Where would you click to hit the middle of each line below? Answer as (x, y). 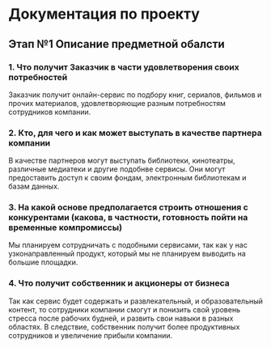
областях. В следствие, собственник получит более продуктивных (124, 327)
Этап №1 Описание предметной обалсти (116, 44)
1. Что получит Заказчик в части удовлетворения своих (124, 67)
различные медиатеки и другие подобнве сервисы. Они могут (117, 169)
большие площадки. (43, 262)
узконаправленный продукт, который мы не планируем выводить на (127, 254)
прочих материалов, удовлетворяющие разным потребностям (117, 103)
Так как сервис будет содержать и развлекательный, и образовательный (135, 301)
